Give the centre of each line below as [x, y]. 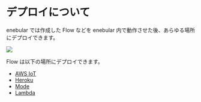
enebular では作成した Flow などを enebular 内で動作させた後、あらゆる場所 [100, 30]
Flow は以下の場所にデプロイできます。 [55, 61]
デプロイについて [48, 12]
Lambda [25, 92]
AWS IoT [25, 73]
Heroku [24, 80]
